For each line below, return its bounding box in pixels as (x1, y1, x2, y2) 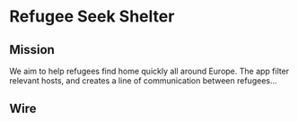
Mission (9, 42, 56, 57)
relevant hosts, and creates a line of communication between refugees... (9, 75, 277, 86)
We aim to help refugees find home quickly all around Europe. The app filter (9, 65, 290, 76)
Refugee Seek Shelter (9, 6, 175, 27)
